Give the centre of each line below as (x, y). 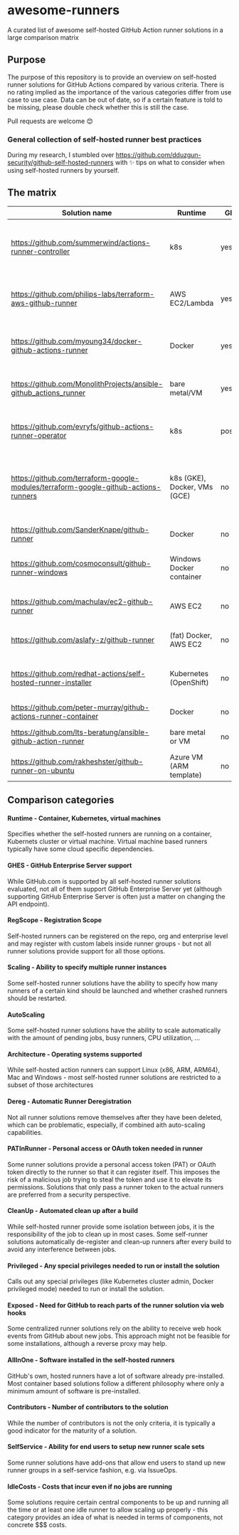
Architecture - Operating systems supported (75, 1054)
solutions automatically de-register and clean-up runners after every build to (119, 1242)
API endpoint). (28, 904)
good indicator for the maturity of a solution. (72, 1430)
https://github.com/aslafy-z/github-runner (83, 640)
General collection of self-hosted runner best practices (105, 139)
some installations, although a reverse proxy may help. (87, 1344)
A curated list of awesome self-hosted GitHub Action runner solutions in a (116, 30)
